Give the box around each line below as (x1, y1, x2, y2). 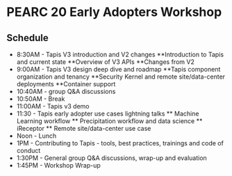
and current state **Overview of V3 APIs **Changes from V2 (16, 58, 195, 66)
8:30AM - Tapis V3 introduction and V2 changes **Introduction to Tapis (16, 50, 224, 58)
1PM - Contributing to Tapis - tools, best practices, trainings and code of (16, 139, 224, 147)
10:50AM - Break (16, 95, 65, 103)
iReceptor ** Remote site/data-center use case (16, 125, 151, 132)
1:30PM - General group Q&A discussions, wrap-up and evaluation (16, 154, 208, 162)
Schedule (6, 32, 49, 44)
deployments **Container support (16, 80, 116, 88)
